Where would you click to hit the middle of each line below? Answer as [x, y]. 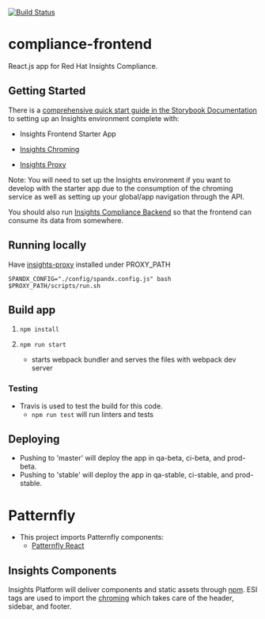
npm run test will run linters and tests [93, 414]
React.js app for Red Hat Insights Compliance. [83, 66]
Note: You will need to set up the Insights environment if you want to [119, 180]
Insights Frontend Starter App [68, 134]
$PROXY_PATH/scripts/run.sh [55, 286]
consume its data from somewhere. [66, 220]
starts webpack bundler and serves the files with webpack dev [134, 359]
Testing [23, 389]
